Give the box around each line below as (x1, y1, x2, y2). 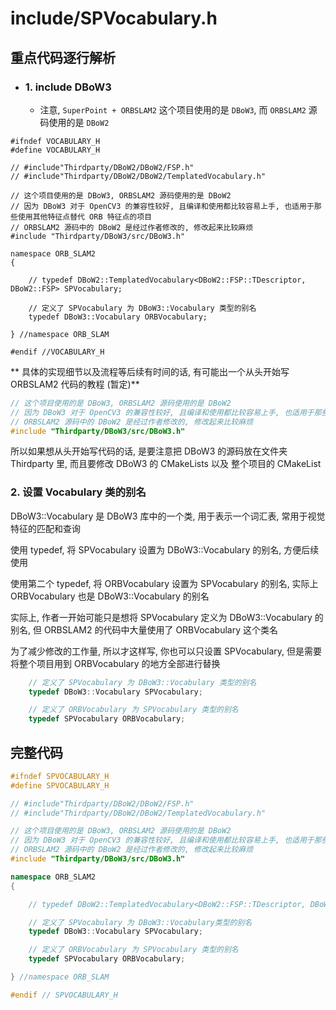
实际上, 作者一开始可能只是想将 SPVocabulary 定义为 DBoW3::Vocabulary (10, 611, 313, 623)
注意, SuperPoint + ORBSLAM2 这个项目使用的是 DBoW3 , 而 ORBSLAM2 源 (39, 103, 318, 116)
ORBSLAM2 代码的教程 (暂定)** (10, 378, 140, 390)
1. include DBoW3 (24, 80, 112, 94)
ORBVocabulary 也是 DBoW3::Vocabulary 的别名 (10, 590, 210, 602)
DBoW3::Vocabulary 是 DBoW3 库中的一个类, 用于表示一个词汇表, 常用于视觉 (10, 510, 326, 522)
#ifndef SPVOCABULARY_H (10, 771, 110, 781)
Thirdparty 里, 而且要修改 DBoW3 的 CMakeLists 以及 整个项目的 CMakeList (10, 458, 322, 470)
